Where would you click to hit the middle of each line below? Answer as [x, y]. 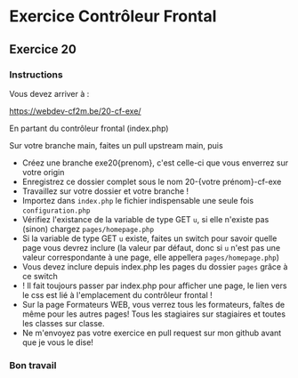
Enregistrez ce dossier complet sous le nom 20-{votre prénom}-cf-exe [152, 181]
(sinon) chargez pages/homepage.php [88, 229]
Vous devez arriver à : [49, 93]
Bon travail [33, 365]
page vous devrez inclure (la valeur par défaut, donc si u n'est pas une [151, 247]
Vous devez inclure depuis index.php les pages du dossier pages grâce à [155, 266]
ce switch [40, 276]
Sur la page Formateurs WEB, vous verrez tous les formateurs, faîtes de [153, 304]
